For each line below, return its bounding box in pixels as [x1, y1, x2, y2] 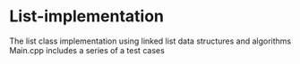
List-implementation [9, 6, 164, 27]
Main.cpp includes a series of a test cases [9, 44, 166, 55]
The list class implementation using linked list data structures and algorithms [9, 36, 292, 46]
